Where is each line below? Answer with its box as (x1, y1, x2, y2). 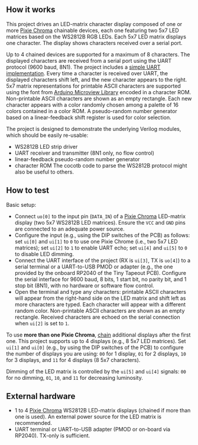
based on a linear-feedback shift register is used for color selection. (6, 114, 171, 121)
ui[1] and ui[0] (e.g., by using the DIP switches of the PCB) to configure (6, 344, 184, 351)
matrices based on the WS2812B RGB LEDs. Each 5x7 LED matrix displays (6, 33, 186, 40)
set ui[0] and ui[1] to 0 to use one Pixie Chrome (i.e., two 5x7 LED (14, 238, 178, 245)
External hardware (6, 391, 76, 402)
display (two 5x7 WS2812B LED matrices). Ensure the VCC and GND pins (14, 219, 186, 226)
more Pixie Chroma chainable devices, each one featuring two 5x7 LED (6, 27, 179, 34)
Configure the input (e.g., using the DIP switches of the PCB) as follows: (14, 231, 190, 239)
